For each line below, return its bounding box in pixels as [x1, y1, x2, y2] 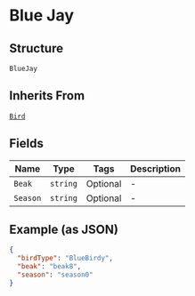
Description [130, 162, 181, 174]
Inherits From [9, 88, 85, 103]
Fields [9, 136, 45, 151]
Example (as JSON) [9, 222, 118, 237]
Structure [9, 41, 64, 56]
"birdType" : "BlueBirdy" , [17, 254, 114, 263]
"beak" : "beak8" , [17, 262, 82, 271]
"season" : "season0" [17, 270, 93, 280]
